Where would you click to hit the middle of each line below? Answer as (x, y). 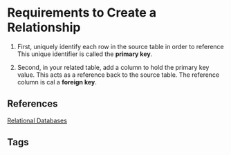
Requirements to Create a (82, 13)
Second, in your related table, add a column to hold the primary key (113, 67)
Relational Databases (37, 120)
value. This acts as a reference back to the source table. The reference (118, 75)
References (33, 104)
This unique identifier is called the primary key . (85, 54)
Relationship (44, 27)
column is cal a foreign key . (57, 82)
